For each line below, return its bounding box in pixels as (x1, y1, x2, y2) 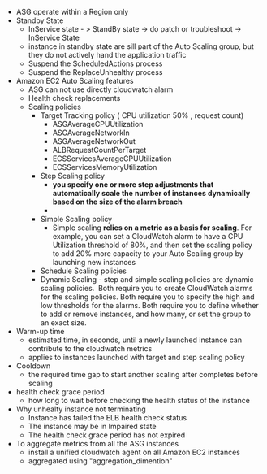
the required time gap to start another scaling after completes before (28, 370, 258, 379)
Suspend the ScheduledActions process (28, 59, 163, 68)
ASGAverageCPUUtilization (52, 120, 144, 128)
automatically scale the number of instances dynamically (52, 189, 251, 198)
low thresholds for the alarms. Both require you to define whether (40, 301, 260, 310)
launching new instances (52, 258, 136, 267)
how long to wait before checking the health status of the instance (28, 396, 250, 405)
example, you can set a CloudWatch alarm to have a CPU (52, 232, 243, 241)
